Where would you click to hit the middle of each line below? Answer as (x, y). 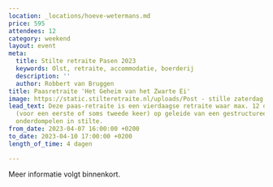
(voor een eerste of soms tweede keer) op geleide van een (118, 114)
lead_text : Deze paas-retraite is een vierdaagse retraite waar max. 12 (134, 106)
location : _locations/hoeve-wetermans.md (80, 16)
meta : (17, 53)
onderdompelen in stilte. (60, 121)
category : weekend (39, 38)
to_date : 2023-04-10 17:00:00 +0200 (70, 136)
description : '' (43, 76)
